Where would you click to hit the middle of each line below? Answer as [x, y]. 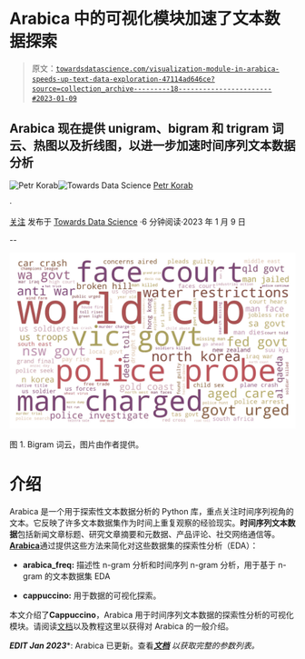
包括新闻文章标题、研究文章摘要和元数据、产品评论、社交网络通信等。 [148, 534]
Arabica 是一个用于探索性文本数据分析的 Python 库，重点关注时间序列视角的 [152, 511]
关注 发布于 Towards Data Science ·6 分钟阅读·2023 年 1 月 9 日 [128, 221]
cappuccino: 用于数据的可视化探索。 [92, 595]
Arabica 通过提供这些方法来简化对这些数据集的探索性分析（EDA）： [134, 545]
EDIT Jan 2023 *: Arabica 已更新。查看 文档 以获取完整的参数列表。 [135, 645]
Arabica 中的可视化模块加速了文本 [137, 19]
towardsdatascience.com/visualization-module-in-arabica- [167, 69]
